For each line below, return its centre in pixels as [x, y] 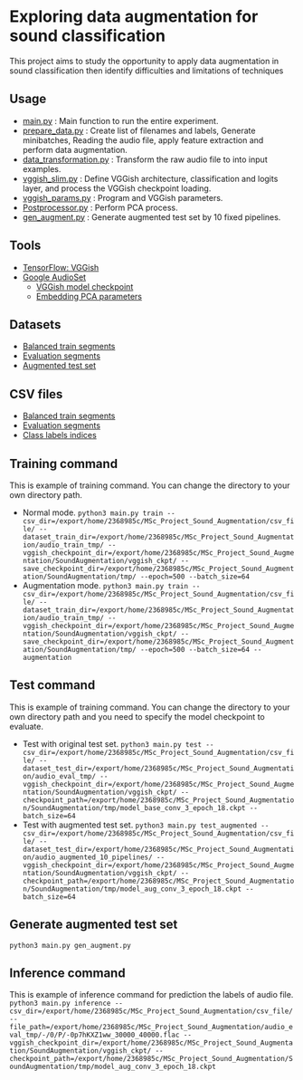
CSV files [36, 394]
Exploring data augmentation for [134, 17]
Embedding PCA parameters [89, 296]
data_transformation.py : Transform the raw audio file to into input [145, 159]
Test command [52, 685]
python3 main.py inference [60, 1004]
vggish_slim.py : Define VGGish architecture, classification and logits [150, 178]
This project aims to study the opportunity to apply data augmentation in [144, 61]
